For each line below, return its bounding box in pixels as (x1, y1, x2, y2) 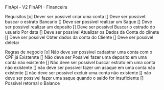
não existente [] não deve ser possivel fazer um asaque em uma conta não (5, 65, 156, 70)
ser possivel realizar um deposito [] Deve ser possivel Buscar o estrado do (5, 24, 155, 30)
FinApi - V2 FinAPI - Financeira (5, 4, 68, 10)
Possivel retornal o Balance (5, 80, 60, 86)
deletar (5, 40, 20, 45)
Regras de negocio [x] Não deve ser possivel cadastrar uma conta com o (5, 49, 153, 55)
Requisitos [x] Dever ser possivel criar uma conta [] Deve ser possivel (5, 14, 146, 19)
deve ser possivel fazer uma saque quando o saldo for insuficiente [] (5, 75, 144, 81)
